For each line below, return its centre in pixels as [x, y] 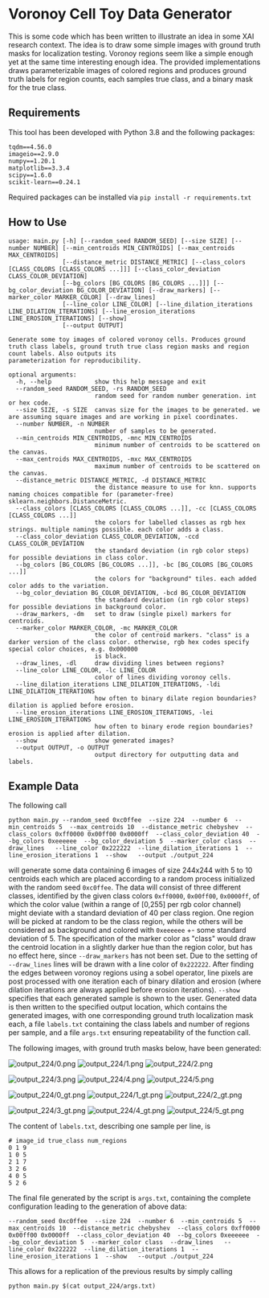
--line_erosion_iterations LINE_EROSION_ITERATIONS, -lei [115, 713]
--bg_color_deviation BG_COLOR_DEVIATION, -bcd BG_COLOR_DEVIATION [131, 593]
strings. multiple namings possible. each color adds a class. [116, 529]
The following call [37, 806]
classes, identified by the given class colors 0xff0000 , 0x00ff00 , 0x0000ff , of [134, 896]
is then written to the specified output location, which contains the [118, 1007]
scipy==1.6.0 [30, 175]
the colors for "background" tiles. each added [175, 579]
